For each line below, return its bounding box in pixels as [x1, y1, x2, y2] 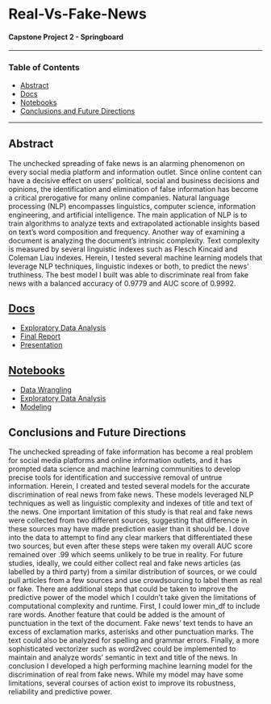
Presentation [19, 340, 63, 350]
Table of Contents [8, 62, 81, 73]
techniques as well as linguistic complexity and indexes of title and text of [8, 498, 253, 508]
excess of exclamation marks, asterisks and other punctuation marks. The [8, 627, 254, 636]
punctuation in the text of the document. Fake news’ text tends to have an [8, 618, 253, 627]
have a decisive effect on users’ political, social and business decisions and [8, 175, 260, 185]
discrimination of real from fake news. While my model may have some [8, 669, 244, 679]
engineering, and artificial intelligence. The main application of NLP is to [8, 210, 248, 219]
